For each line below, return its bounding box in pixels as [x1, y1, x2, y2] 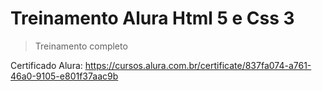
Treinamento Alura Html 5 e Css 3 [10, 7, 295, 30]
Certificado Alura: [10, 59, 83, 71]
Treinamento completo [34, 40, 128, 52]
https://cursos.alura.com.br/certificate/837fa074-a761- [84, 59, 312, 71]
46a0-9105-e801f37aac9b [10, 70, 119, 82]
